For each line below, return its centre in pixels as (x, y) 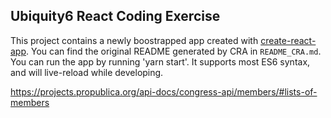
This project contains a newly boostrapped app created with (134, 40)
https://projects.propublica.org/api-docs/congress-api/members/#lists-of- (164, 91)
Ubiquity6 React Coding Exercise (115, 16)
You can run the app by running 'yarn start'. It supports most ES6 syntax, (160, 61)
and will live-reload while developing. (87, 72)
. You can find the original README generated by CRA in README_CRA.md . (174, 51)
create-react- (288, 40)
